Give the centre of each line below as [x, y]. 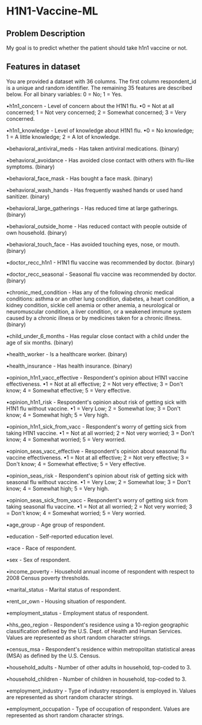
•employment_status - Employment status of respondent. [77, 613]
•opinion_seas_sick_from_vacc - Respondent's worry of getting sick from [97, 500]
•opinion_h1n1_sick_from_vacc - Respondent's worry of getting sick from [96, 426]
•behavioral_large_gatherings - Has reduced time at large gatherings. [93, 208]
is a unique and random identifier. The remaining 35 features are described [99, 88]
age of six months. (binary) [40, 342]
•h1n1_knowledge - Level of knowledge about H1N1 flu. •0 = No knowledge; [100, 130]
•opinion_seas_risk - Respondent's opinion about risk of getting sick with [97, 476]
